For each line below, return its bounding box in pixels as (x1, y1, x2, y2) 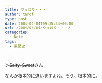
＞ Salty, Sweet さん (5, 62, 43, 68)
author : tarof (5, 12, 34, 17)
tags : (5, 39, 16, 44)
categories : (5, 30, 29, 35)
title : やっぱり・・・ (5, 7, 47, 12)
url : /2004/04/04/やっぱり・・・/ (5, 26, 71, 30)
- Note (9, 35, 23, 40)
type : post (5, 16, 27, 21)
